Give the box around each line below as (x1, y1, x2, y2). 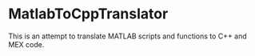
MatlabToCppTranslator (8, 5, 169, 23)
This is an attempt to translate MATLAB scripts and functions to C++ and (8, 31, 248, 41)
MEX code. (8, 39, 45, 49)
